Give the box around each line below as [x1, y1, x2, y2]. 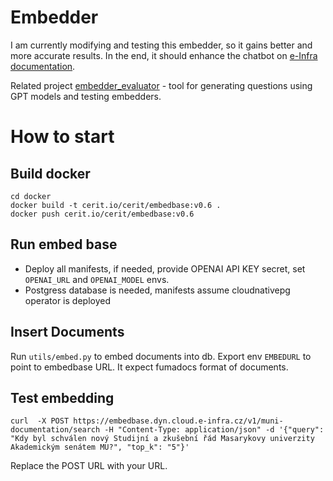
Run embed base [10, 236, 118, 253]
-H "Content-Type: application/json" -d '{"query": [104, 425, 325, 435]
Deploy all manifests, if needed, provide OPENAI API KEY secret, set [24, 262, 306, 275]
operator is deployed [24, 294, 111, 306]
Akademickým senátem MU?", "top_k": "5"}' [10, 442, 190, 453]
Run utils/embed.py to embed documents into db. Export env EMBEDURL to [10, 350, 312, 362]
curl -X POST [10, 416, 70, 426]
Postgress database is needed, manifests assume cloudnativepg [24, 284, 291, 296]
